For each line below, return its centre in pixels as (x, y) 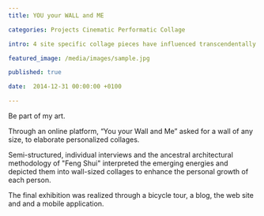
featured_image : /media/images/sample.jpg (79, 58)
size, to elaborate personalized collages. (74, 140)
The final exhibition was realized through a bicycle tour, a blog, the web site (131, 195)
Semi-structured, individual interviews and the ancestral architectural (121, 155)
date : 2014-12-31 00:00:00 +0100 (65, 87)
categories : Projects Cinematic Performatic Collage (97, 30)
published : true (35, 73)
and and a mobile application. (56, 203)
